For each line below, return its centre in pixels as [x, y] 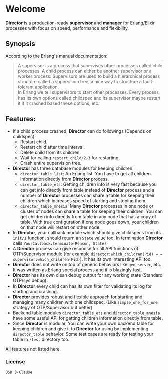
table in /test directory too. [41, 339]
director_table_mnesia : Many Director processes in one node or [87, 206]
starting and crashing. [35, 291]
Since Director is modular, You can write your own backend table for [83, 323]
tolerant [26, 87]
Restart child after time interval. [52, 147]
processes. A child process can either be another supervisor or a [85, 71]
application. [47, 87]
